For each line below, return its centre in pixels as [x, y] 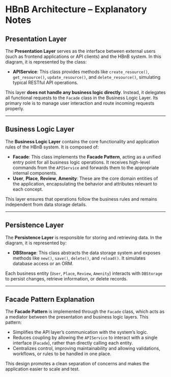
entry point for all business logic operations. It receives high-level [81, 162]
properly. [15, 108]
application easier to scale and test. [42, 369]
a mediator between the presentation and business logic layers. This [77, 317]
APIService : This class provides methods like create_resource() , [81, 72]
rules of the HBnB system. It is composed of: [52, 147]
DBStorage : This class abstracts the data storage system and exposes [87, 253]
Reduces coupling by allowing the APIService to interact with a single [85, 338]
